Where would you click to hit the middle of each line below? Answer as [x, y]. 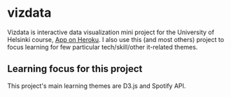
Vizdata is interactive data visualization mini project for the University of [111, 32]
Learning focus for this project [75, 69]
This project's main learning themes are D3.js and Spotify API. [97, 86]
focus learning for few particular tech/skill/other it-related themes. [103, 47]
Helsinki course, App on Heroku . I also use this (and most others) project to [116, 39]
